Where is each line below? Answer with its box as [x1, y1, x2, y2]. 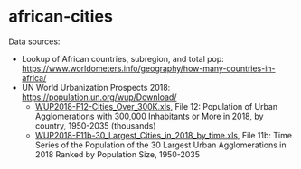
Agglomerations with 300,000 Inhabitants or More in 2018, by [34, 111, 264, 121]
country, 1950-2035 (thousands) [34, 120, 156, 131]
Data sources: [8, 36, 61, 47]
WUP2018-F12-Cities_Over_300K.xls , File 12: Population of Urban [34, 101, 278, 111]
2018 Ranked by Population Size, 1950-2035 [34, 148, 201, 159]
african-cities [8, 6, 114, 27]
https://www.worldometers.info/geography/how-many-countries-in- [21, 63, 277, 74]
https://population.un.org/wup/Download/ [21, 92, 177, 102]
